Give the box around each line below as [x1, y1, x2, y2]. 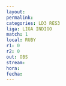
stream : [6, 59, 26, 65]
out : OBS [6, 54, 28, 60]
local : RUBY [6, 37, 36, 43]
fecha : [6, 71, 23, 77]
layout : [6, 8, 26, 15]
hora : [6, 65, 20, 71]
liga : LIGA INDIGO [6, 25, 52, 32]
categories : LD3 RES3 [6, 20, 61, 26]
